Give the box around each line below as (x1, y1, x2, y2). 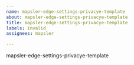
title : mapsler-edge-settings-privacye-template (6, 19, 128, 25)
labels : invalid (6, 25, 46, 31)
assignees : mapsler (6, 31, 54, 37)
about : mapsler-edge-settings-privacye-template (6, 14, 128, 20)
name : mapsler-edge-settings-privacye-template (6, 8, 126, 15)
